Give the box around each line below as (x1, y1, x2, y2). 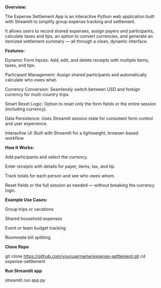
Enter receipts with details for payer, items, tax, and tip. (5, 164, 116, 169)
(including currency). (5, 106, 47, 112)
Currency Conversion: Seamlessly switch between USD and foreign (5, 86, 140, 92)
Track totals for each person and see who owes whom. (5, 173, 115, 179)
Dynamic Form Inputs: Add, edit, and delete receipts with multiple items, (5, 57, 149, 63)
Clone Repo (5, 244, 29, 250)
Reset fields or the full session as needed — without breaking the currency (5, 182, 155, 188)
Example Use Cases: (5, 197, 48, 203)
